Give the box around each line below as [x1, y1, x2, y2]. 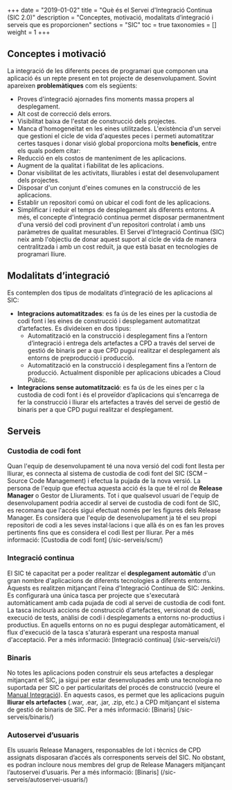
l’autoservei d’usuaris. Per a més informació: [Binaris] [7, 768, 159, 777]
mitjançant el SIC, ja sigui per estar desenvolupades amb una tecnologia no [7, 675, 222, 684]
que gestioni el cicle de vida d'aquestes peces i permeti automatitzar [17, 131, 215, 140]
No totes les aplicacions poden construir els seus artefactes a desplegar [7, 668, 214, 677]
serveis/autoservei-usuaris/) [7, 775, 89, 784]
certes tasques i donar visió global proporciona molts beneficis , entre [17, 139, 217, 147]
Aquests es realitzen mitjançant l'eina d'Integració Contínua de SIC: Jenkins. [7, 584, 225, 592]
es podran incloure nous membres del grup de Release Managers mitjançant [7, 761, 226, 769]
